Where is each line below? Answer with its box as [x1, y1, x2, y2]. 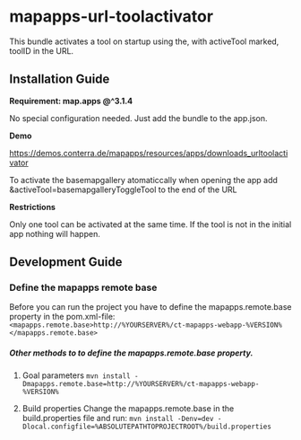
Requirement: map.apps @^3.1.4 [9, 95, 133, 106]
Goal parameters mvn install [21, 370, 132, 381]
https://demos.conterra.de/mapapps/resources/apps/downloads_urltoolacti [9, 147, 288, 158]
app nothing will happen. [9, 228, 100, 239]
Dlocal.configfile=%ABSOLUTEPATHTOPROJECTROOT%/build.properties [21, 422, 271, 432]
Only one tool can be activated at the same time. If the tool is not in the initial [9, 218, 292, 230]
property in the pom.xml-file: [9, 312, 116, 322]
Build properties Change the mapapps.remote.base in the [21, 403, 235, 414]
